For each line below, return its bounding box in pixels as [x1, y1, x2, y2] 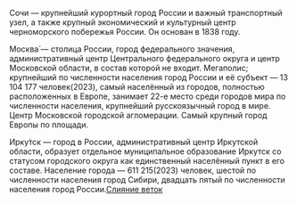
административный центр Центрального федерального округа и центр [9, 53, 281, 63]
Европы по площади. [9, 119, 89, 130]
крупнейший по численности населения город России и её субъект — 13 [9, 72, 288, 83]
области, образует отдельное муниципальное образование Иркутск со [9, 146, 282, 157]
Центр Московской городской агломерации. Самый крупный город [9, 110, 268, 120]
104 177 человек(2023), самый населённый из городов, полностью [9, 82, 265, 92]
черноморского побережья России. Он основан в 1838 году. [9, 27, 241, 37]
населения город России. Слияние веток [9, 184, 163, 194]
